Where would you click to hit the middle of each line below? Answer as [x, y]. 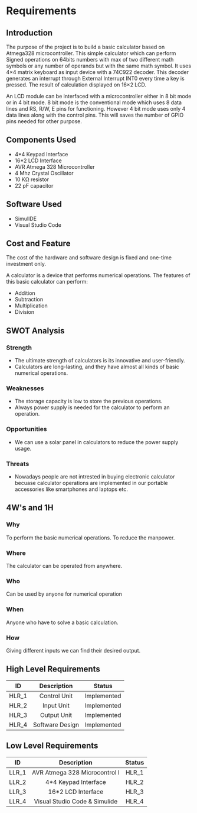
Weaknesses [25, 388]
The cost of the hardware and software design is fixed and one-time [89, 258]
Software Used [34, 205]
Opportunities [27, 429]
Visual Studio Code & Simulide [76, 801]
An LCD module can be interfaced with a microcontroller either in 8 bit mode [99, 96]
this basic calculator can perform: [47, 282]
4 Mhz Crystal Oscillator [44, 173]
